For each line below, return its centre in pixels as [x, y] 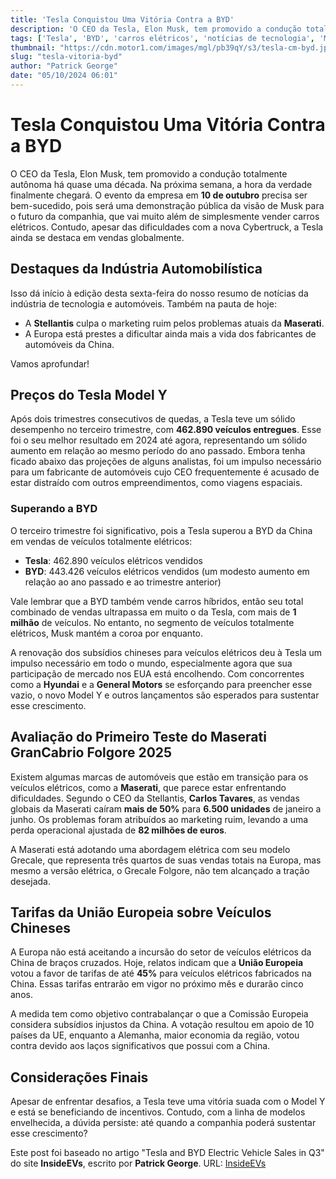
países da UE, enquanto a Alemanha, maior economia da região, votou [155, 1035]
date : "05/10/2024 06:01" [64, 76]
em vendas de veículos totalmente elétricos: [101, 541]
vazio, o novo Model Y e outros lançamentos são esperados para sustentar [165, 695]
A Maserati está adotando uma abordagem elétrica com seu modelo [150, 849]
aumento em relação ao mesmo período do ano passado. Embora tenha [158, 451]
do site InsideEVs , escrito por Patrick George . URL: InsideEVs [138, 1163]
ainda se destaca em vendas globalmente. [97, 237]
